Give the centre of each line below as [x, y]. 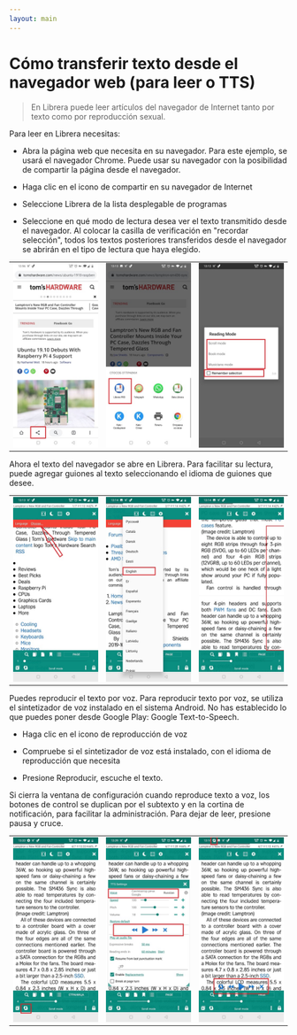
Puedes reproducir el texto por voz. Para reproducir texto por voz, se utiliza [146, 699]
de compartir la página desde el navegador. [101, 169]
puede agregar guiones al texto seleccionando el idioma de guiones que [141, 474]
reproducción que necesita [71, 761]
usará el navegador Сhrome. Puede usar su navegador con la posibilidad [154, 160]
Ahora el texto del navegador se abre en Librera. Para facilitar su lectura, [141, 464]
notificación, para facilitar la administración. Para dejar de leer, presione [140, 814]
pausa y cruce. [36, 823]
